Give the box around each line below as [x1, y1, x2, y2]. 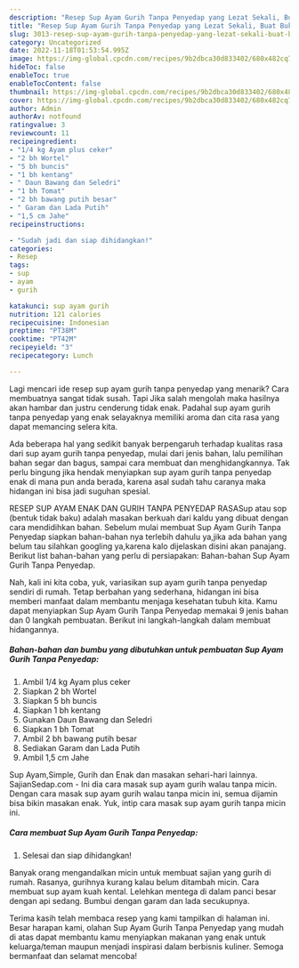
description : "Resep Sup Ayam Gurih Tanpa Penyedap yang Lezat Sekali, [9, 12, 280, 22]
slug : [9, 29, 29, 38]
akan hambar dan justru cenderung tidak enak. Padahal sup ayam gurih [9, 402, 271, 413]
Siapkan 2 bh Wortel [21, 686, 97, 697]
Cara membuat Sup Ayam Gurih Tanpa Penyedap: [9, 827, 198, 838]
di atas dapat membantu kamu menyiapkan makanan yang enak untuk [9, 932, 266, 942]
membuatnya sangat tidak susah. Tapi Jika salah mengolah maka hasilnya [9, 392, 280, 403]
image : [9, 54, 34, 63]
